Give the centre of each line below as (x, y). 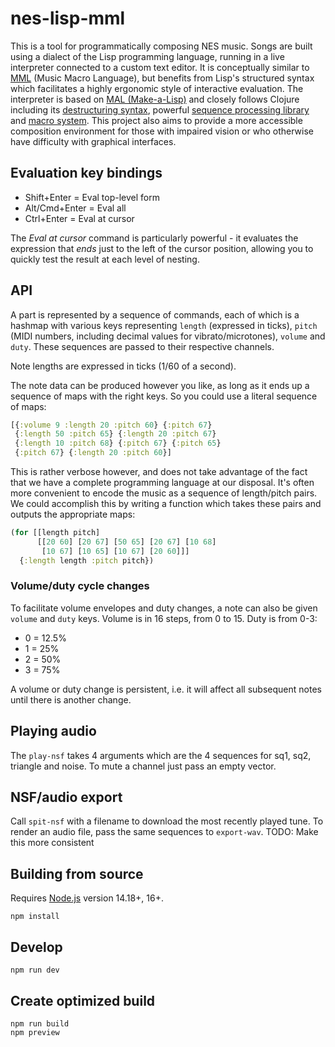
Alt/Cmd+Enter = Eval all (75, 208)
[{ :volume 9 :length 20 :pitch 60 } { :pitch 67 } (111, 425)
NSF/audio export (66, 797)
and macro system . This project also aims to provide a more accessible (156, 120)
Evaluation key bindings (86, 173)
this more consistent (52, 843)
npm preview (35, 1032)
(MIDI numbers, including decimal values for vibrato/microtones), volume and (168, 336)
